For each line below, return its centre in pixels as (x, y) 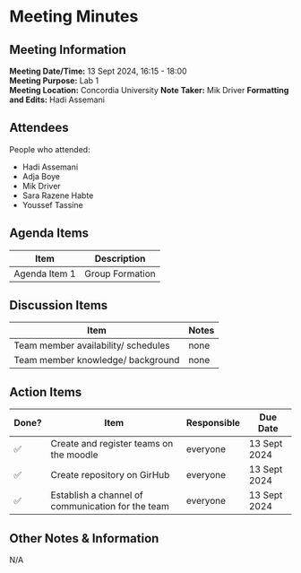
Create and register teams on (112, 444)
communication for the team (110, 507)
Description (120, 258)
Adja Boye (41, 176)
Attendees (39, 128)
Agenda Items (49, 234)
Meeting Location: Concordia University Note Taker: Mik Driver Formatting (149, 90)
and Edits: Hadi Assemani (57, 100)
